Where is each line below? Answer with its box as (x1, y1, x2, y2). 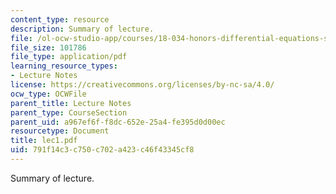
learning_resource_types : (10, 61, 118, 71)
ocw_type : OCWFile (10, 89, 87, 99)
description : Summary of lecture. (10, 24, 155, 34)
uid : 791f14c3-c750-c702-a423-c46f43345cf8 (10, 145, 195, 155)
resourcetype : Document (10, 126, 110, 136)
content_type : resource (10, 14, 110, 25)
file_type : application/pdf (10, 52, 128, 62)
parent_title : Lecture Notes (10, 98, 132, 108)
